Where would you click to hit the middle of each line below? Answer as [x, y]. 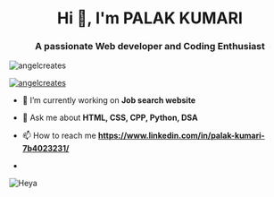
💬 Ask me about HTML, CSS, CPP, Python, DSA [110, 118]
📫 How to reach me [59, 136]
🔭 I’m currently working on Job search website [109, 100]
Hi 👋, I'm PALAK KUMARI [150, 18]
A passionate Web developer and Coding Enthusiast [150, 47]
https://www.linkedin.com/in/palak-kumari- [181, 136]
